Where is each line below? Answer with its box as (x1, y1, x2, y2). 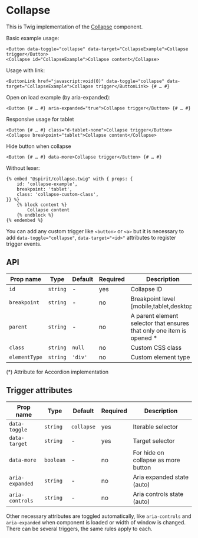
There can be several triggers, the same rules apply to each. (6, 525, 153, 532)
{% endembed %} (6, 217, 44, 223)
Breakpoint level (130, 294, 176, 302)
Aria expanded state (133, 473, 189, 481)
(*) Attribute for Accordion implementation (6, 368, 109, 375)
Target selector (133, 436, 175, 444)
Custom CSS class (130, 343, 181, 352)
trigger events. (6, 240, 42, 247)
